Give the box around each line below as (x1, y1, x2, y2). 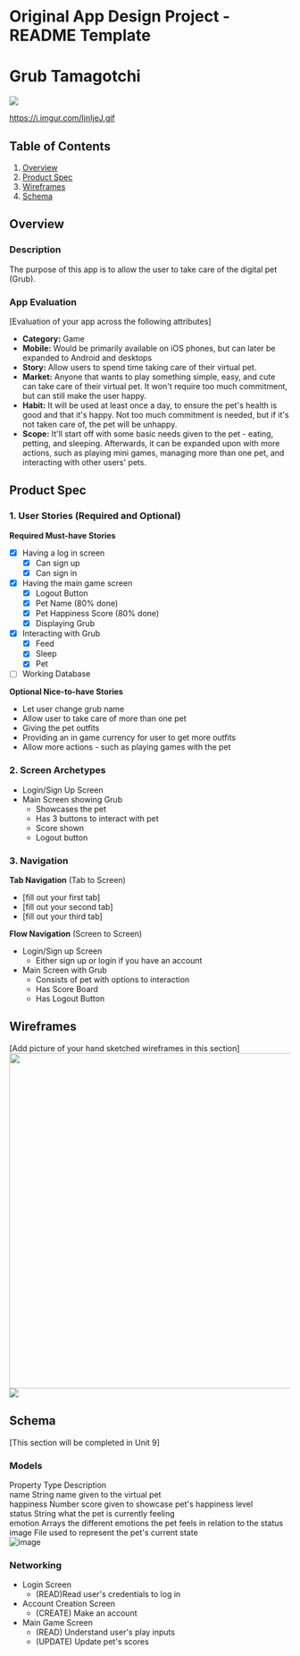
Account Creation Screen (21, 1599, 116, 1609)
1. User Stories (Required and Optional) (9, 510, 181, 522)
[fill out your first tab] (21, 892, 101, 903)
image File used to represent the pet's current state (9, 1527, 198, 1538)
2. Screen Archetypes (9, 764, 106, 777)
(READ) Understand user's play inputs (35, 1626, 176, 1638)
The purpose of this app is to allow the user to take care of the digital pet (9, 264, 278, 275)
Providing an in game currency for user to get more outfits (21, 732, 237, 743)
